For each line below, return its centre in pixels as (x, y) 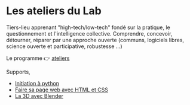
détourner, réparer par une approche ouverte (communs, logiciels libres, (95, 40)
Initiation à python (37, 83)
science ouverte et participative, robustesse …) (64, 46)
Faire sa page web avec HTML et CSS (62, 90)
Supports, (19, 72)
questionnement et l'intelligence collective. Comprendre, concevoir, (89, 33)
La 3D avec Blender (39, 96)
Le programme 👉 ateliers (38, 58)
